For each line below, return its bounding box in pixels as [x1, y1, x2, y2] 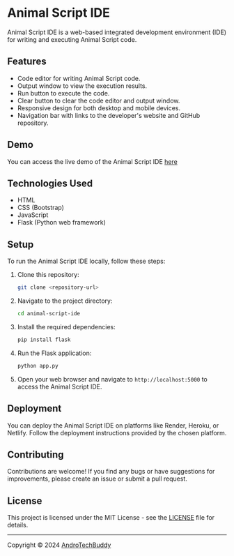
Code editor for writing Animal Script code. [17, 74, 141, 82]
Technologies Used [7, 177, 93, 189]
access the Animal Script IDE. [17, 382, 102, 391]
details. [7, 521, 29, 529]
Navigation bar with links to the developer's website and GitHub [17, 111, 201, 119]
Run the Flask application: [17, 349, 92, 357]
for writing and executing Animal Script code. [7, 35, 137, 43]
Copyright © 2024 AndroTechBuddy [7, 541, 111, 549]
